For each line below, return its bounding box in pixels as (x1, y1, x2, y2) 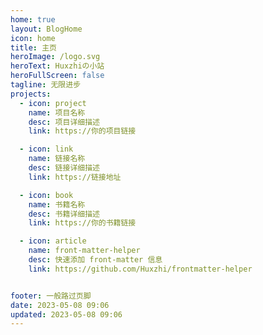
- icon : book (19, 190, 74, 200)
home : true (10, 14, 56, 25)
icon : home (10, 33, 56, 43)
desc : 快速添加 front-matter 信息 (28, 255, 163, 265)
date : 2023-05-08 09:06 (10, 300, 110, 310)
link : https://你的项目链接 (28, 126, 137, 136)
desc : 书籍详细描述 (28, 209, 100, 219)
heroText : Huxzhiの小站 (10, 61, 105, 71)
